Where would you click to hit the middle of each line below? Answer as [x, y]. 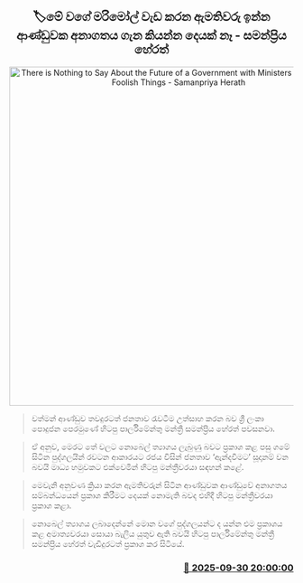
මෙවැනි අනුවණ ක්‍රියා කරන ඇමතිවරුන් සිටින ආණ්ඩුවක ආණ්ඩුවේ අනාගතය [159, 484]
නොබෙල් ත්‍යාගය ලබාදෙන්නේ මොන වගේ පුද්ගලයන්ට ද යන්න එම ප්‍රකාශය [157, 523]
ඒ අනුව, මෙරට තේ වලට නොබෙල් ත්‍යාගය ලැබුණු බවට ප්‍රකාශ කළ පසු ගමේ [161, 447]
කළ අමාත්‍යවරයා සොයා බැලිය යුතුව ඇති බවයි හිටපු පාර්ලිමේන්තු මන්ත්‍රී [153, 533]
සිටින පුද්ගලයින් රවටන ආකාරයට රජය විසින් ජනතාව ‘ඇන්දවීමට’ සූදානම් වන [160, 456]
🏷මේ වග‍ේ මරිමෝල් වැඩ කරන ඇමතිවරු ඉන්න [151, 17]
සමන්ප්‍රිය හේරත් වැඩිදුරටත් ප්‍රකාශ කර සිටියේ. [108, 543]
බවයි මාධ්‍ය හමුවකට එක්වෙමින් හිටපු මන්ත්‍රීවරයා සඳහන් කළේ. [138, 466]
